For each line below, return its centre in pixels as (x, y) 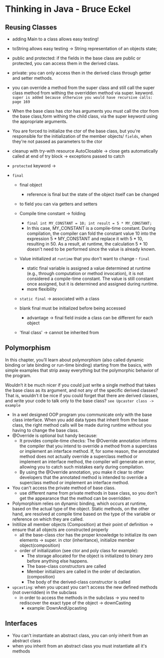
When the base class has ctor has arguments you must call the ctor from (85, 111)
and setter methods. (33, 78)
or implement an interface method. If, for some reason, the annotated (89, 451)
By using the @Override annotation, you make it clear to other (82, 472)
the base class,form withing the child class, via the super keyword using (85, 116)
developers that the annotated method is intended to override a (83, 477)
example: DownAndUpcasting (57, 608)
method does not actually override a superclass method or (79, 456)
